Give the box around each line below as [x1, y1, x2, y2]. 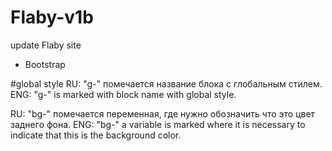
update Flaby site [10, 39, 82, 51]
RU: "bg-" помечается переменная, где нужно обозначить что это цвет [10, 107, 316, 120]
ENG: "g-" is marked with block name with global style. [10, 88, 237, 100]
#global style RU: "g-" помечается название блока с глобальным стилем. [10, 77, 323, 90]
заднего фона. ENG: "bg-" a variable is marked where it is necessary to [10, 118, 306, 130]
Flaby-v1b [10, 6, 94, 29]
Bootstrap [24, 58, 66, 70]
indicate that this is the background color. [10, 129, 182, 141]
